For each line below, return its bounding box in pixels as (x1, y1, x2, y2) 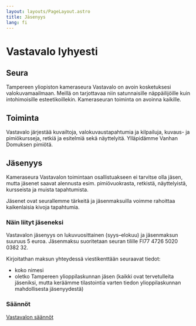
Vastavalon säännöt (6, 313, 54, 320)
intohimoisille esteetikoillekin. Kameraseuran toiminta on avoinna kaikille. (6, 96, 182, 103)
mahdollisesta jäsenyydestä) (14, 286, 84, 293)
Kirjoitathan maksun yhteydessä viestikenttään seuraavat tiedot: (6, 256, 161, 263)
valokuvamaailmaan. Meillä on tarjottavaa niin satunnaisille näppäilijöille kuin (6, 90, 191, 97)
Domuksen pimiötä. (6, 141, 53, 148)
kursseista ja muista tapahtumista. (6, 186, 89, 193)
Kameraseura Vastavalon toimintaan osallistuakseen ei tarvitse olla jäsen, (6, 174, 183, 181)
